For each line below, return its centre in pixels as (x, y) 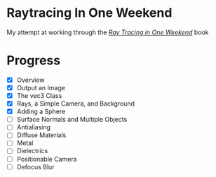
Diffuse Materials (41, 135)
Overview (31, 80)
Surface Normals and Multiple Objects (72, 120)
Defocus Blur (35, 167)
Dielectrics (32, 151)
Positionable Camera (47, 159)
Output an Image (41, 87)
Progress (34, 61)
